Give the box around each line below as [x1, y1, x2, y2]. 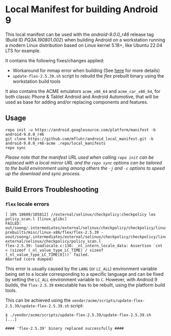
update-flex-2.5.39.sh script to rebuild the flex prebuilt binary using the [12, 73, 164, 79]
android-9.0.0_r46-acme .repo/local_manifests [5, 140, 106, 146]
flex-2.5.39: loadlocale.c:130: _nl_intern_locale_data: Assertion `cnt [5, 244, 163, 249]
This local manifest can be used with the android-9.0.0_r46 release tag [5, 31, 154, 37]
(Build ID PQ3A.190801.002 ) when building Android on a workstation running [5, 37, 165, 43]
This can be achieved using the [5, 297, 71, 303]
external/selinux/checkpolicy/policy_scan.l [5, 239, 101, 244]
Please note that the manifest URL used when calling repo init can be [5, 154, 154, 160]
